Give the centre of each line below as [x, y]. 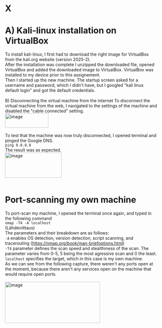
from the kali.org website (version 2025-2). [48, 60]
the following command [29, 219]
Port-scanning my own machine [71, 200]
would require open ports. [31, 274]
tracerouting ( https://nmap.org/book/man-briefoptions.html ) [65, 243]
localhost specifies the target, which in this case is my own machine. [74, 259]
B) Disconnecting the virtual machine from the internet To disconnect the [78, 101]
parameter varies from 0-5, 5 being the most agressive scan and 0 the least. [81, 254]
